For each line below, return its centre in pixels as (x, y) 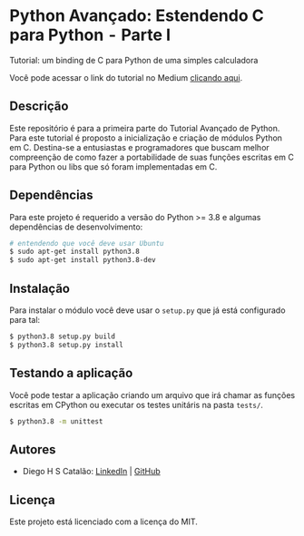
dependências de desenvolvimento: (76, 227)
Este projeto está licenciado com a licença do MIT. (103, 521)
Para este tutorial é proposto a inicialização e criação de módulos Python (146, 138)
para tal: (25, 320)
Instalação (40, 288)
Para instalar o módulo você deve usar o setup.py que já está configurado (147, 310)
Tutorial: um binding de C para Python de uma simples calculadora (134, 60)
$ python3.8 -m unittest (56, 421)
